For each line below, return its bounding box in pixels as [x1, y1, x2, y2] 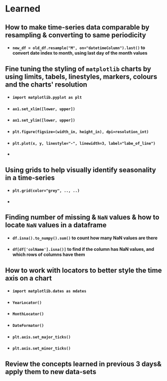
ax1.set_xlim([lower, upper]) [12, 106, 76, 112]
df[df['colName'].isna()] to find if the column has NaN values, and [12, 246, 155, 252]
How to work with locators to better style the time [5, 266, 162, 274]
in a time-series [5, 173, 55, 182]
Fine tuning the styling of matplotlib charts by [5, 65, 152, 73]
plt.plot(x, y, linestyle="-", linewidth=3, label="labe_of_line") [12, 141, 156, 146]
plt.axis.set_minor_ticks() [12, 346, 71, 351]
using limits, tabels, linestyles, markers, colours [5, 72, 158, 81]
